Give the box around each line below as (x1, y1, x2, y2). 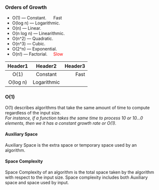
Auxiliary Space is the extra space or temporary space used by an (5, 142, 137, 148)
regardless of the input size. (5, 110, 61, 115)
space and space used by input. (5, 180, 69, 185)
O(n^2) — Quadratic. (12, 36, 53, 41)
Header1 (7, 63, 28, 70)
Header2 (36, 63, 57, 70)
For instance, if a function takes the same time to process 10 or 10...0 (5, 115, 143, 121)
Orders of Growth (5, 4, 47, 11)
